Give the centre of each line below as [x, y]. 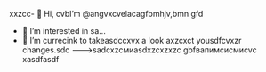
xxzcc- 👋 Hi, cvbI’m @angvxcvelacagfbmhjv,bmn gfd [106, 14]
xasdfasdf [40, 59]
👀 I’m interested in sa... [64, 31]
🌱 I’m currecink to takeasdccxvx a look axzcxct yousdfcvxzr [132, 40]
